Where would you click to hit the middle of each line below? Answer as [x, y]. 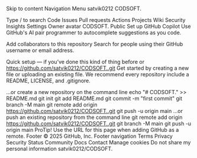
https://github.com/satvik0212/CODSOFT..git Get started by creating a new [98, 68]
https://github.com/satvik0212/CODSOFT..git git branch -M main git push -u [98, 123]
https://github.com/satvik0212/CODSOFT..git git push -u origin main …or [95, 111]
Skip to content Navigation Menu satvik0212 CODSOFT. [74, 9]
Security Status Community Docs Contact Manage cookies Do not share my [98, 142]
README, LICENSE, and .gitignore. [48, 80]
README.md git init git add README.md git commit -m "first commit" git [94, 98]
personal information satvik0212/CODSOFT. [59, 149]
